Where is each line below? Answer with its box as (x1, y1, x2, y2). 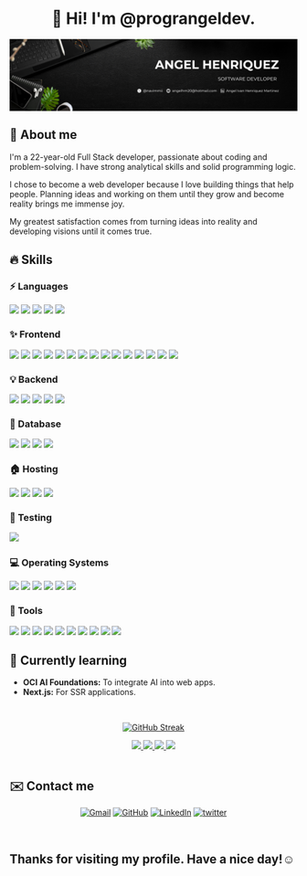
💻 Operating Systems (9, 556, 110, 569)
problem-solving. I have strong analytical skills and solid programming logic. (9, 161, 297, 172)
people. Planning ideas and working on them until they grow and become (9, 188, 285, 199)
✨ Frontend (9, 328, 61, 341)
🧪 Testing (9, 511, 53, 523)
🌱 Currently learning (9, 652, 128, 668)
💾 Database (9, 417, 62, 430)
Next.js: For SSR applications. (22, 687, 136, 698)
